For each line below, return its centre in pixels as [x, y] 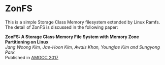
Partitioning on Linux [27, 42]
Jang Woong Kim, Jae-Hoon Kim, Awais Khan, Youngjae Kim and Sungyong [82, 47]
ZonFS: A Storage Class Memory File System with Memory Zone [72, 37]
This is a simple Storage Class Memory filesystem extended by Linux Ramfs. [82, 22]
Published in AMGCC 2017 [32, 57]
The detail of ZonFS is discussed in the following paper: [62, 27]
